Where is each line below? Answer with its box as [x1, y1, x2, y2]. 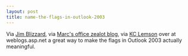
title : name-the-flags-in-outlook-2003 [6, 14, 105, 20]
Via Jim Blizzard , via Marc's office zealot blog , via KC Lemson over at [6, 30, 176, 37]
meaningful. [6, 42, 36, 50]
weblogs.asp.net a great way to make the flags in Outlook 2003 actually [6, 37, 183, 44]
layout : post [6, 8, 39, 15]
